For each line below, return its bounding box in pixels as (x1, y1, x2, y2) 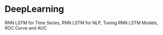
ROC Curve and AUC (4, 25, 47, 31)
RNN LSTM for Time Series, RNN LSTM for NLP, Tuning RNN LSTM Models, (4, 20, 159, 26)
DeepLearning (4, 3, 65, 15)
